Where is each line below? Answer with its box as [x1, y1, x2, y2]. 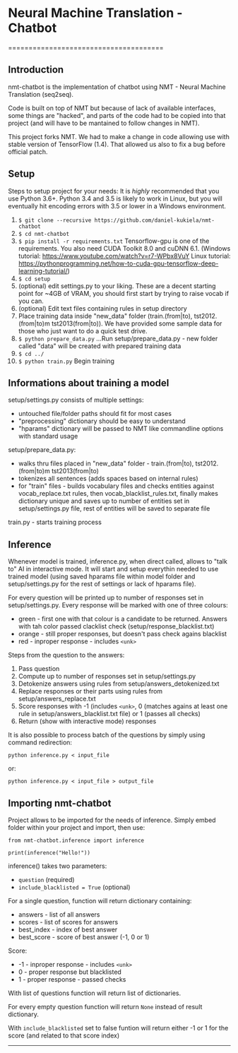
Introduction [8, 64, 64, 76]
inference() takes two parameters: [8, 862, 107, 870]
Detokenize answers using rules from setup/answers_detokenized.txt [18, 679, 220, 688]
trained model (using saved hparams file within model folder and [8, 572, 196, 581]
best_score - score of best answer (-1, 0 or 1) [18, 933, 150, 941]
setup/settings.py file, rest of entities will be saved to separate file [18, 504, 210, 513]
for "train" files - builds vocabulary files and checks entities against [18, 482, 215, 490]
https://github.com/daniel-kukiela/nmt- [94, 217, 215, 224]
